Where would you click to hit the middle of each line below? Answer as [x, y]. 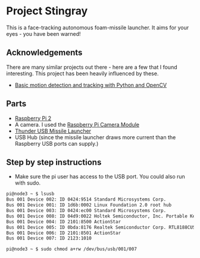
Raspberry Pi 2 [33, 118]
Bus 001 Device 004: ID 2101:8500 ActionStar [63, 222]
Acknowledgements [44, 53]
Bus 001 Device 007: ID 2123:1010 [49, 238]
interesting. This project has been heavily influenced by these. [82, 73]
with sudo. [28, 183]
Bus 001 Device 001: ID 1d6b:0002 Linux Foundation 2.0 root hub [89, 205]
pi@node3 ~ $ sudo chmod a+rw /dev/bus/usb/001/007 [71, 249]
